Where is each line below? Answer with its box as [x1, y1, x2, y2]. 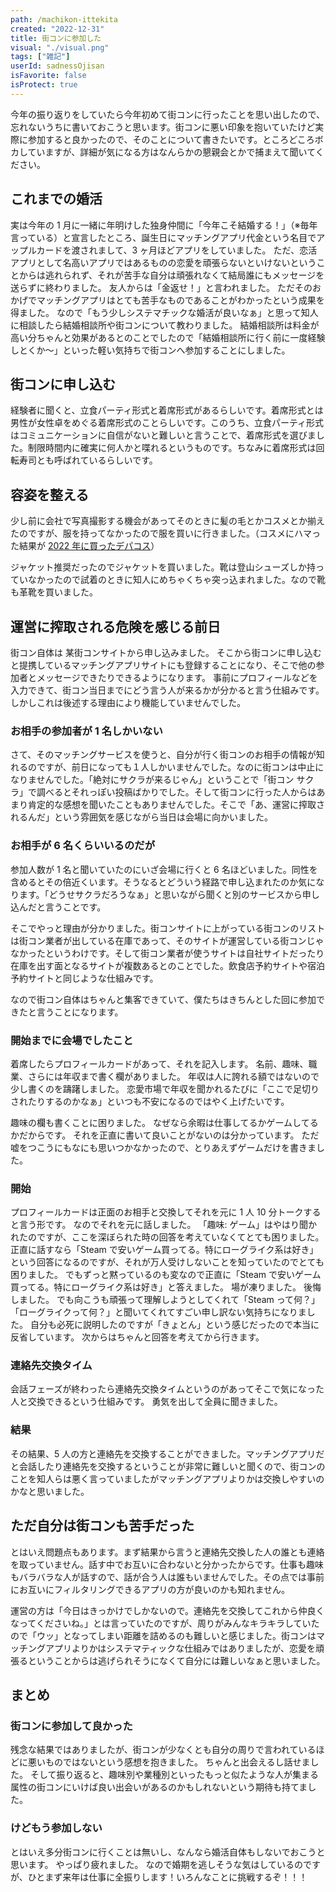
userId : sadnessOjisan [10, 61, 105, 71]
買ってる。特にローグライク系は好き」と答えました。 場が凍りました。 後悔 [10, 1281, 322, 1293]
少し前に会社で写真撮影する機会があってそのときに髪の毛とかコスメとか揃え [10, 515, 325, 527]
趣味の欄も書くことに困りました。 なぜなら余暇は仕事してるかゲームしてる [10, 1116, 319, 1128]
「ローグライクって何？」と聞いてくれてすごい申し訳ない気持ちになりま [10, 1306, 307, 1318]
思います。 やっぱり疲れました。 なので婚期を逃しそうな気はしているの [10, 1858, 304, 1870]
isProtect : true [10, 80, 78, 90]
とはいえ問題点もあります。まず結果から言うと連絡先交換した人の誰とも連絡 [10, 1546, 325, 1558]
